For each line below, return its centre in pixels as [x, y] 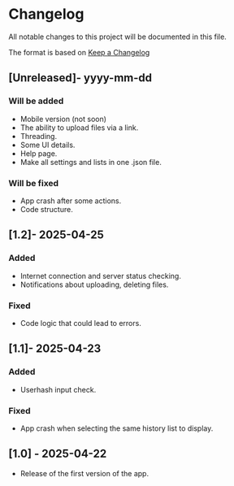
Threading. [39, 136]
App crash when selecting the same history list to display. [117, 428]
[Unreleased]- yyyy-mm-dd [80, 78]
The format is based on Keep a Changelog [79, 52]
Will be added [36, 101]
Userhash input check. [58, 389]
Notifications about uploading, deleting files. [94, 284]
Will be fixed [34, 183]
